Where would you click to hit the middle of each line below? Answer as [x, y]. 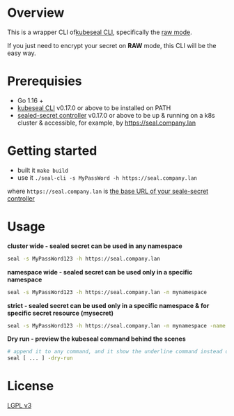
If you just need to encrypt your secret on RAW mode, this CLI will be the [112, 45]
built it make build [42, 170]
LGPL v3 [19, 406]
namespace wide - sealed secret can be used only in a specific [100, 272]
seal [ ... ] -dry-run [40, 358]
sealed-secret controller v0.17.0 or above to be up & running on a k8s [116, 115]
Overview [36, 13]
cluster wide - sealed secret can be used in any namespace [95, 246]
